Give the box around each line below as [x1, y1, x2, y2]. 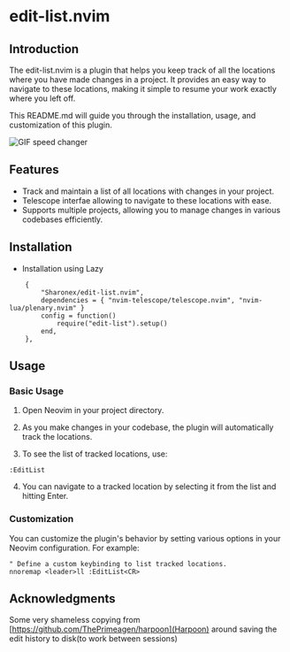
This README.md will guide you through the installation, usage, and [9, 111, 256, 120]
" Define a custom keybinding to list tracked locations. [9, 559, 227, 568]
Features [9, 162, 59, 178]
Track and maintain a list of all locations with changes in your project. [21, 186, 275, 196]
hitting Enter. [21, 491, 69, 502]
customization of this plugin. [9, 119, 112, 130]
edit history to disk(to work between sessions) [9, 633, 179, 644]
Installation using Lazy [21, 263, 104, 273]
